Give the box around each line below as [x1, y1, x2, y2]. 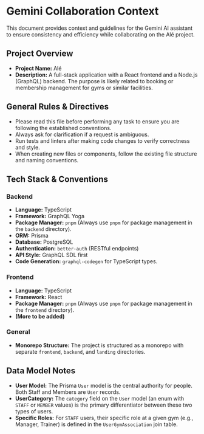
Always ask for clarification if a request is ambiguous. [15, 131, 149, 138]
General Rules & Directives [6, 102, 109, 112]
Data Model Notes [6, 366, 76, 376]
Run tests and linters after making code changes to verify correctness [15, 137, 190, 144]
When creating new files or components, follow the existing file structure [15, 150, 197, 157]
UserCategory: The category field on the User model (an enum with [15, 394, 185, 402]
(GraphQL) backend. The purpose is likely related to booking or [15, 77, 174, 84]
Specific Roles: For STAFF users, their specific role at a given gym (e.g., [15, 414, 194, 421]
